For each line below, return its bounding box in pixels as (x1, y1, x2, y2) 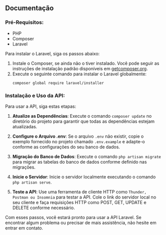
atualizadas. (12, 123, 37, 129)
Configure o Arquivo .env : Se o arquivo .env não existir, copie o (12, 133, 144, 139)
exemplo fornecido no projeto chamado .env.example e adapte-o (12, 138, 145, 144)
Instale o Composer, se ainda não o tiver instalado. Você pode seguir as (12, 60, 160, 66)
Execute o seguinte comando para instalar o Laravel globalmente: (12, 71, 147, 77)
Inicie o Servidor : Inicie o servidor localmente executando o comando (12, 174, 156, 180)
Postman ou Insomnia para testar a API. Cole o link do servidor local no (12, 194, 157, 200)
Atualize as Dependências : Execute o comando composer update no (12, 113, 152, 119)
